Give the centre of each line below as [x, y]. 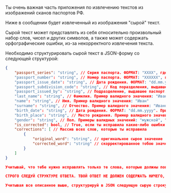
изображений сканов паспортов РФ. [45, 13]
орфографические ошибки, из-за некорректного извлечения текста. [80, 43]
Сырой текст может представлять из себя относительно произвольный [83, 32]
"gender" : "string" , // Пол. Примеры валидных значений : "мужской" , [89, 120]
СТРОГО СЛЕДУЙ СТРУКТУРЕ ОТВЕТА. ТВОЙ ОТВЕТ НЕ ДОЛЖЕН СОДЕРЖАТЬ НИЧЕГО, [85, 176]
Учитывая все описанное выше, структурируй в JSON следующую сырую [78, 185]
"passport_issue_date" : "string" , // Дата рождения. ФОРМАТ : [80, 82]
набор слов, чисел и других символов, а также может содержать [77, 38]
